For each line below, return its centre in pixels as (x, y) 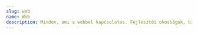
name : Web (18, 17)
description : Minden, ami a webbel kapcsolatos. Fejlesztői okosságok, (96, 22)
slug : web (18, 11)
